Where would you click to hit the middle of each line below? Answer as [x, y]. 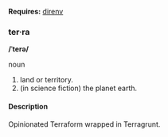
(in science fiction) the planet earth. [78, 88]
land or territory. [46, 80]
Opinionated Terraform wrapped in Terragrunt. [84, 124]
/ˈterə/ [19, 49]
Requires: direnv [36, 11]
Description [28, 106]
